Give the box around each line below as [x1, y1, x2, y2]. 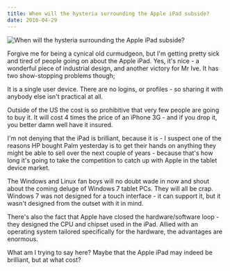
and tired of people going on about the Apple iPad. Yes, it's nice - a [7, 56, 199, 65]
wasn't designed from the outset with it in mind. [7, 199, 144, 207]
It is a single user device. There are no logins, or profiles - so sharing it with [7, 85, 224, 93]
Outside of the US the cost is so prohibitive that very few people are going [7, 106, 220, 114]
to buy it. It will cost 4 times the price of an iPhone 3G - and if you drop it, [7, 113, 217, 122]
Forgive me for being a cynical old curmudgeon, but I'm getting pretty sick [7, 49, 220, 58]
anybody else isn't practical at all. [7, 92, 104, 101]
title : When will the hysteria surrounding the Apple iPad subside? [7, 10, 210, 17]
